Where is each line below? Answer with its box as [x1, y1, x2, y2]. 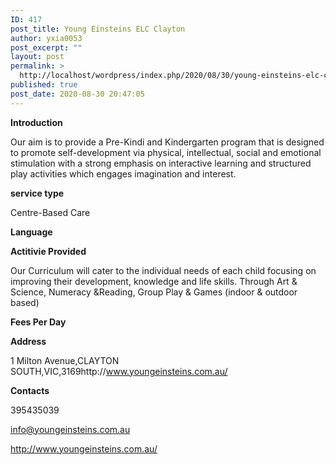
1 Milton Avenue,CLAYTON [10, 354, 120, 366]
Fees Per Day [10, 316, 67, 328]
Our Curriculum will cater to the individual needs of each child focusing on [10, 264, 317, 276]
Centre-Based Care [10, 206, 91, 218]
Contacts [10, 384, 50, 396]
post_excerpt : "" [10, 42, 83, 53]
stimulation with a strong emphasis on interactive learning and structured [10, 157, 312, 169]
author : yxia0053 [10, 33, 83, 43]
